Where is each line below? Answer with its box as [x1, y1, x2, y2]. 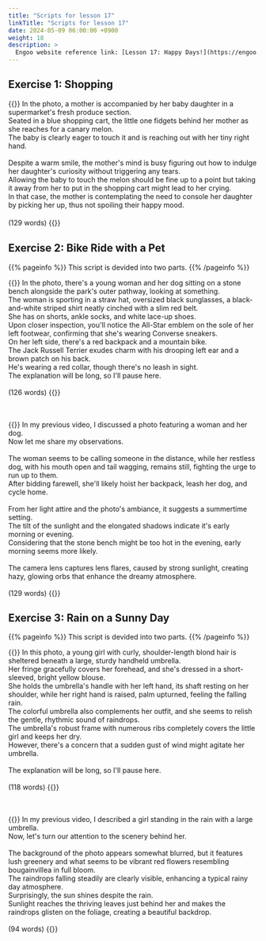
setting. [8, 513, 33, 522]
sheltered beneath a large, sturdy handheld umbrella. [8, 656, 181, 666]
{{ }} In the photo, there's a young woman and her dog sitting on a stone [8, 278, 241, 287]
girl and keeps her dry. [8, 732, 82, 742]
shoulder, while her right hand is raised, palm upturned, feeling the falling [8, 689, 247, 699]
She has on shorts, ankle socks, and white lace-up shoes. [8, 311, 196, 321]
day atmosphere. [8, 882, 63, 892]
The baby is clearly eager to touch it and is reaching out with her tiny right [8, 133, 249, 142]
